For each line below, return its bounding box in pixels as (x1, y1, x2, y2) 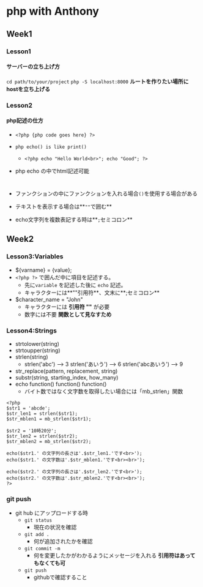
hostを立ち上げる (6, 85, 51, 92)
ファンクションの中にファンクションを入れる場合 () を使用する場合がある (15, 190, 198, 197)
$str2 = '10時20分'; (6, 428, 57, 434)
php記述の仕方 (6, 117, 44, 124)
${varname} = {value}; (15, 266, 72, 274)
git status (24, 517, 53, 524)
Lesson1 (6, 47, 31, 56)
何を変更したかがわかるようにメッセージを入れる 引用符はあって (33, 552, 196, 559)
